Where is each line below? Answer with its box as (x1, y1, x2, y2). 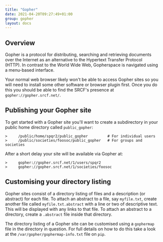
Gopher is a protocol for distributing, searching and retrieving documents (5, 52, 152, 57)
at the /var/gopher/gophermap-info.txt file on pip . (5, 231, 106, 237)
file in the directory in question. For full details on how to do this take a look (5, 226, 156, 232)
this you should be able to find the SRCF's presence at (5, 87, 114, 93)
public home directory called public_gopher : (5, 124, 93, 130)
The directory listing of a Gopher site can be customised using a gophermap (5, 221, 155, 226)
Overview (5, 38, 36, 47)
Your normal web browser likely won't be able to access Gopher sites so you (5, 76, 159, 83)
